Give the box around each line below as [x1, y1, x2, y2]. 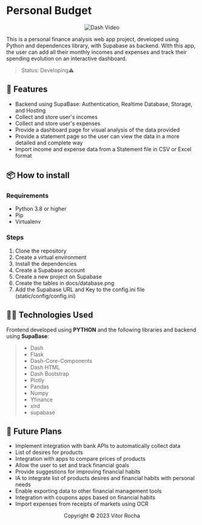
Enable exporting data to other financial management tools [15, 487, 162, 495]
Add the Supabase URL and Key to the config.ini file [15, 286, 145, 293]
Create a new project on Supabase [15, 273, 102, 280]
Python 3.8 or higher [15, 205, 67, 212]
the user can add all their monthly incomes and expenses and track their [6, 48, 187, 55]
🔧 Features [6, 84, 48, 95]
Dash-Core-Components [30, 357, 93, 364]
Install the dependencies [15, 260, 77, 267]
